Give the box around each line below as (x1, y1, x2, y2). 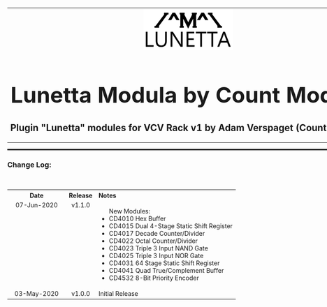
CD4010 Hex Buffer (108, 214, 166, 223)
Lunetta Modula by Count (10, 81, 281, 108)
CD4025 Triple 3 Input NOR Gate (108, 252, 204, 260)
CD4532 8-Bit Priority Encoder (108, 274, 199, 283)
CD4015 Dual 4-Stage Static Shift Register (108, 222, 233, 230)
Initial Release (98, 290, 138, 298)
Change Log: (7, 160, 52, 170)
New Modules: (108, 207, 151, 216)
